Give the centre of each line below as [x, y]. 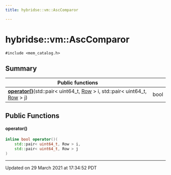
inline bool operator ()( [32, 139]
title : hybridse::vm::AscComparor [42, 10]
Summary [21, 68]
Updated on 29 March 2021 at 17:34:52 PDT [51, 168]
